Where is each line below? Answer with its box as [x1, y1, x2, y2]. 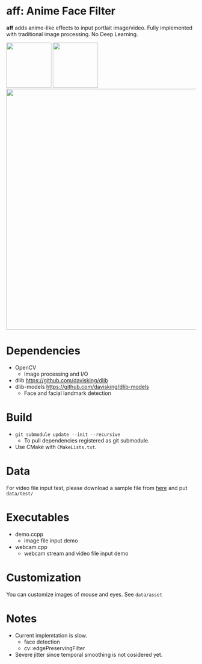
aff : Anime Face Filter [6, 4, 116, 18]
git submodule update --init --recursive [14, 432, 120, 438]
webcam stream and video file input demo [23, 550, 129, 557]
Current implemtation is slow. [14, 631, 88, 639]
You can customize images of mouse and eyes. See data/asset [6, 591, 163, 598]
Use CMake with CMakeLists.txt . [14, 443, 97, 450]
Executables [6, 510, 70, 524]
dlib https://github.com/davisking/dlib [14, 376, 108, 383]
